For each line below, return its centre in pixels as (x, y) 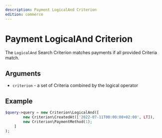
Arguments (23, 73)
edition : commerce (24, 14)
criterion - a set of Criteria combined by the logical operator (75, 85)
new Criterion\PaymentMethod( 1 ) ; (58, 122)
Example (19, 101)
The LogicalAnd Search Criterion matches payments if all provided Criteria (81, 53)
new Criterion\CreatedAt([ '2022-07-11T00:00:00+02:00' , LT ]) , (89, 117)
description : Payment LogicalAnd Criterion (51, 10)
